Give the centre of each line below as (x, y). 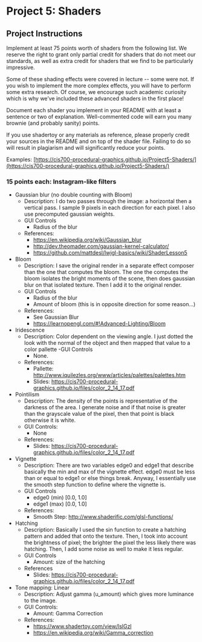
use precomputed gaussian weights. (69, 214)
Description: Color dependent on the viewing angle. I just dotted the (109, 336)
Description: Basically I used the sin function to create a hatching (105, 530)
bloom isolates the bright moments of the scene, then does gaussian (109, 279)
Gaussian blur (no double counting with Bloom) (74, 195)
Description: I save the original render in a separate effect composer (109, 266)
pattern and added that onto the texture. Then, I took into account (106, 536)
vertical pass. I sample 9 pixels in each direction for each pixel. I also (109, 208)
